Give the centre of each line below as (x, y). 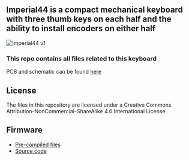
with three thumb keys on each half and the (89, 19)
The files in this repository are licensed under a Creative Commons (89, 105)
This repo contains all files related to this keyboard (82, 58)
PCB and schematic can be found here (54, 72)
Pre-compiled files (38, 144)
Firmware (25, 130)
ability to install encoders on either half (81, 28)
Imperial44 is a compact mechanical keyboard (94, 10)
